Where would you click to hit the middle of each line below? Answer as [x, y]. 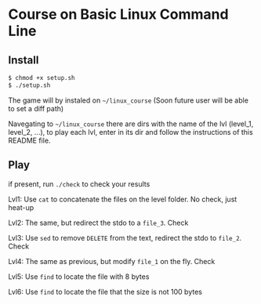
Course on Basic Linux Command [118, 14]
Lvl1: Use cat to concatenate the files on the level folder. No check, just [123, 199]
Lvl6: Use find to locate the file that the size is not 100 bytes [105, 291]
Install [24, 60]
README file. [29, 140]
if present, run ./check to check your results [79, 184]
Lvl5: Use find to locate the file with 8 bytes [79, 277]
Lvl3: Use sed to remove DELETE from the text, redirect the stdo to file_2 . [125, 237]
